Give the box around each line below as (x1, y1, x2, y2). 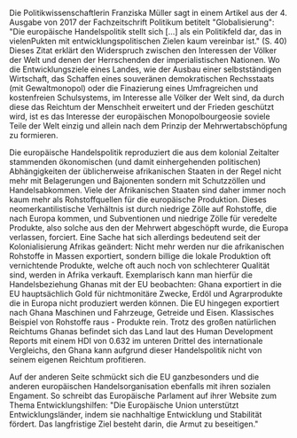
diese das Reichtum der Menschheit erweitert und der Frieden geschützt (9, 102, 275, 112)
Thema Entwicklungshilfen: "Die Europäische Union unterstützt (9, 400, 239, 411)
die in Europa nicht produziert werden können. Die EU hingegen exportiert (9, 298, 280, 309)
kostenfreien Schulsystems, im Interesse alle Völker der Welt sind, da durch (9, 92, 285, 103)
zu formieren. (9, 130, 59, 140)
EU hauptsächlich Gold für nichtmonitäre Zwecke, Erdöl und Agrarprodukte (9, 288, 284, 299)
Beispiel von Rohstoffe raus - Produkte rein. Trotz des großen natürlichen (9, 317, 277, 327)
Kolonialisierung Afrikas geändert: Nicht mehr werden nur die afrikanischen (9, 241, 285, 252)
